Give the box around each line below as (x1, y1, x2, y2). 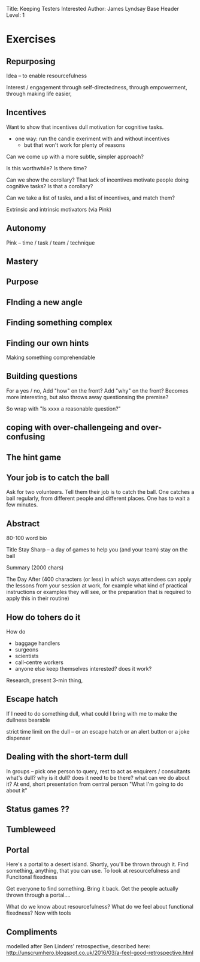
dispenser (6, 734, 31, 741)
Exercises (6, 32, 56, 46)
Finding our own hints (6, 338, 89, 348)
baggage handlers (14, 640, 60, 647)
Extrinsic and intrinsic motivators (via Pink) (6, 206, 112, 213)
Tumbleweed (6, 824, 56, 835)
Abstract (6, 518, 40, 529)
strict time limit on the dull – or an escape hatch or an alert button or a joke (6, 728, 190, 735)
